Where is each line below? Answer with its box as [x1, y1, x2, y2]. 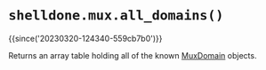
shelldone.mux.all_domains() [8, 7, 224, 24]
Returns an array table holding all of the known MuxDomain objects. [8, 50, 257, 60]
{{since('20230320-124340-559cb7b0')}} [8, 33, 163, 43]
